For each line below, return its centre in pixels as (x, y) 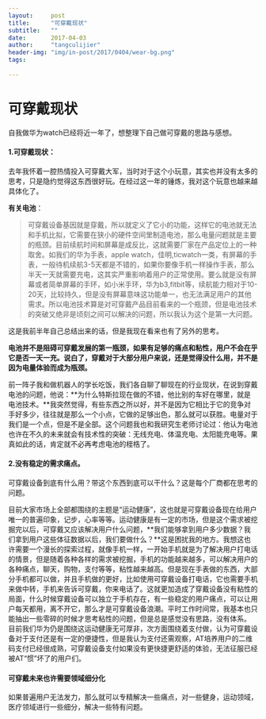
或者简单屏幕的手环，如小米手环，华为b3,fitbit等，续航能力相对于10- (146, 284)
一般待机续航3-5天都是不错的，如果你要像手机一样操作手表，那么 (148, 264)
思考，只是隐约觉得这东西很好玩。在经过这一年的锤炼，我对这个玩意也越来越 (133, 181)
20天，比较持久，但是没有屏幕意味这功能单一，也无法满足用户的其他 (139, 294)
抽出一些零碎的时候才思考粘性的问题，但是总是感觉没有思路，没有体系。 (133, 619)
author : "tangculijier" (55, 45)
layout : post (37, 15)
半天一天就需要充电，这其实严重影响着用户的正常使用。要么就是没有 (139, 274)
